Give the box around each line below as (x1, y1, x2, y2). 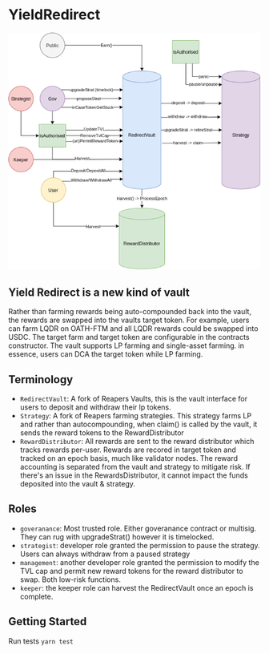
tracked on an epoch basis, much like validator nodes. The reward (19, 454, 239, 463)
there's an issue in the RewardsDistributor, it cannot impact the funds (19, 470, 248, 480)
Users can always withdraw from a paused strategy (19, 549, 191, 559)
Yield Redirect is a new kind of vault (8, 285, 190, 299)
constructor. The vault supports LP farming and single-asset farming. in (8, 341, 244, 350)
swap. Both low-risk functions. (19, 575, 122, 584)
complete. (19, 591, 54, 601)
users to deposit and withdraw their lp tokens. (19, 402, 172, 412)
